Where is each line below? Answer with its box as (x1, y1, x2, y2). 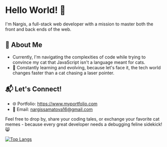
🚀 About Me (5, 41, 42, 49)
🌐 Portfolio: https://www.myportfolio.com (12, 101, 97, 107)
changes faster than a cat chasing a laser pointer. (12, 70, 114, 76)
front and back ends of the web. (5, 26, 71, 32)
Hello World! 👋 (5, 4, 66, 16)
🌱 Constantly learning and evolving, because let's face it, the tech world (12, 64, 161, 70)
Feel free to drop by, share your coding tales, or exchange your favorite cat (5, 116, 160, 122)
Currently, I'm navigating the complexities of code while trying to (12, 54, 146, 60)
